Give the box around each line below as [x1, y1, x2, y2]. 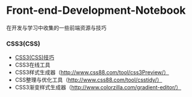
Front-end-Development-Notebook [6, 4, 186, 17]
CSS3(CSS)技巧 [14, 54, 55, 61]
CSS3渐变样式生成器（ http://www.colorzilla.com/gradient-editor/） [14, 84, 182, 91]
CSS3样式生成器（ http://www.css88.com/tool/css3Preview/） [14, 69, 170, 76]
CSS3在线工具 [14, 61, 51, 69]
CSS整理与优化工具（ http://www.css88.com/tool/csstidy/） [14, 76, 163, 84]
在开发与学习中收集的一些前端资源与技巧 [6, 24, 107, 31]
